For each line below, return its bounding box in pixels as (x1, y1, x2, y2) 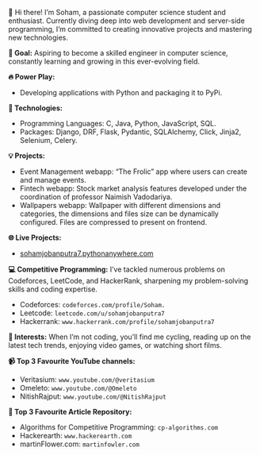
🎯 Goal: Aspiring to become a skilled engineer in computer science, (8, 48, 228, 57)
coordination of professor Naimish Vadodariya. (19, 192, 173, 202)
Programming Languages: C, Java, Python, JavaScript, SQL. (19, 119, 216, 128)
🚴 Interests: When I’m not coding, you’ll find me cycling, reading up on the (8, 332, 251, 341)
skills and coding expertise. (8, 284, 97, 294)
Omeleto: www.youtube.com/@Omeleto (19, 384, 137, 392)
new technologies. (8, 33, 69, 42)
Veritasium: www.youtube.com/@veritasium (19, 375, 155, 384)
